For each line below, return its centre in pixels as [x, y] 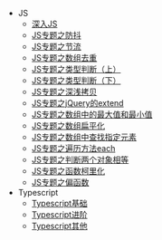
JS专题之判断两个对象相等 [80, 159]
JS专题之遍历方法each [73, 148]
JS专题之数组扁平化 [68, 125]
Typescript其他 [59, 226]
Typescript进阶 [59, 215]
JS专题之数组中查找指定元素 [84, 137]
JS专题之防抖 [56, 35]
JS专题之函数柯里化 [68, 171]
